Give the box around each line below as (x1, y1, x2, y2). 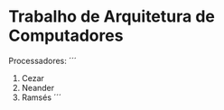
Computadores (8, 25, 124, 46)
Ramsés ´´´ (21, 92, 62, 103)
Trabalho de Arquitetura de (8, 6, 216, 27)
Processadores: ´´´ (8, 55, 78, 66)
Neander (21, 82, 55, 93)
